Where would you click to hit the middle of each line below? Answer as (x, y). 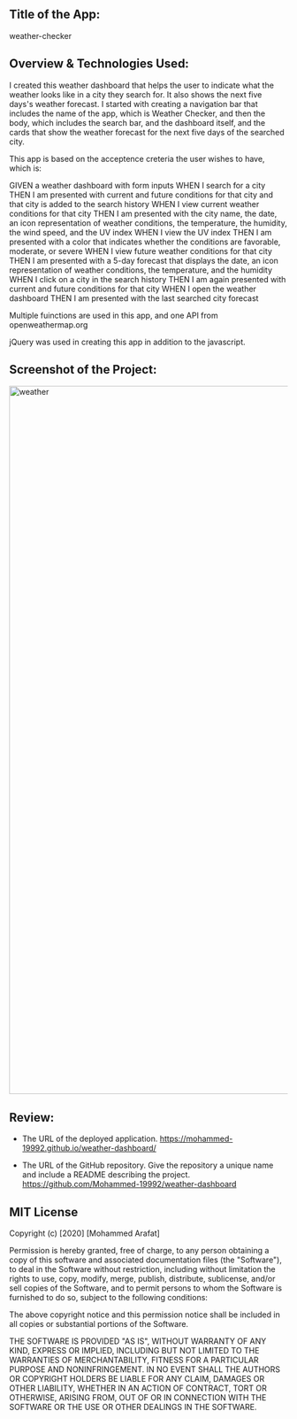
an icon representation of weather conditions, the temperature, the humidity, (148, 223)
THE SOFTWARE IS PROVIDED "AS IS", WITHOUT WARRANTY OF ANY (138, 1341)
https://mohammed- (196, 1139)
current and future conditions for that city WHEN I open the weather (133, 289)
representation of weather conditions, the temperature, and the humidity (141, 270)
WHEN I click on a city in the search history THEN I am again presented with (148, 279)
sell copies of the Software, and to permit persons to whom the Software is (146, 1288)
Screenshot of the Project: (83, 370)
